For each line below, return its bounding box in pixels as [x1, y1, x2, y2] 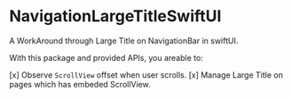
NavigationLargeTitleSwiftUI [9, 6, 222, 26]
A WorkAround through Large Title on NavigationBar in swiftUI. [9, 35, 239, 46]
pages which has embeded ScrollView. [9, 79, 151, 89]
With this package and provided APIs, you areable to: [9, 52, 204, 63]
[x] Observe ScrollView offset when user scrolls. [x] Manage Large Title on [9, 69, 284, 80]
